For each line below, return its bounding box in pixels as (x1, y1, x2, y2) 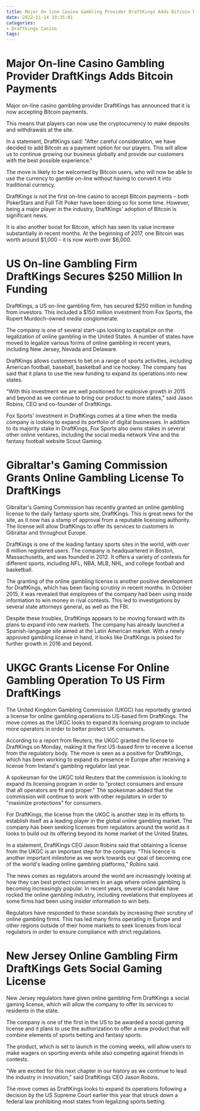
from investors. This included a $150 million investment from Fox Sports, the (6, 309, 193, 316)
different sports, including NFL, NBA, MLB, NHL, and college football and (6, 560, 185, 567)
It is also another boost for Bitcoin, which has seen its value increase (6, 224, 174, 231)
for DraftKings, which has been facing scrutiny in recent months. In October (6, 584, 192, 591)
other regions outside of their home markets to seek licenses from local (6, 921, 182, 929)
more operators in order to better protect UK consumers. (6, 725, 145, 732)
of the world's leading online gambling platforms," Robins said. (6, 860, 160, 868)
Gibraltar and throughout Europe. (6, 529, 87, 536)
